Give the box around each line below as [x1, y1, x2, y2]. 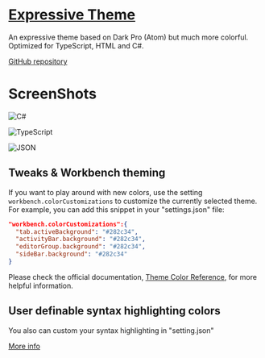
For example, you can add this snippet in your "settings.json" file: [8, 204, 225, 214]
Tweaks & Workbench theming [8, 166, 166, 180]
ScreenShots [8, 85, 97, 103]
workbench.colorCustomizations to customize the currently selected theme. [8, 196, 258, 206]
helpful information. [8, 281, 74, 290]
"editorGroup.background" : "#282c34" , [15, 243, 147, 251]
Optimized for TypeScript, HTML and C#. [8, 40, 144, 50]
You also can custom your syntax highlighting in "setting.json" [8, 325, 215, 335]
